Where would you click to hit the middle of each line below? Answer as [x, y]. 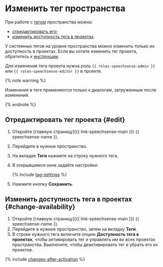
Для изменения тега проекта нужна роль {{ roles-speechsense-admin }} [80, 66]
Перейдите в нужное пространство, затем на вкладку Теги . [74, 229]
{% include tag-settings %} [39, 174]
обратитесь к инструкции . [32, 56]
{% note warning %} [26, 80]
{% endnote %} [21, 104]
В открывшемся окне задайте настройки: [55, 165]
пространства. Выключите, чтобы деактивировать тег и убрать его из [85, 245]
